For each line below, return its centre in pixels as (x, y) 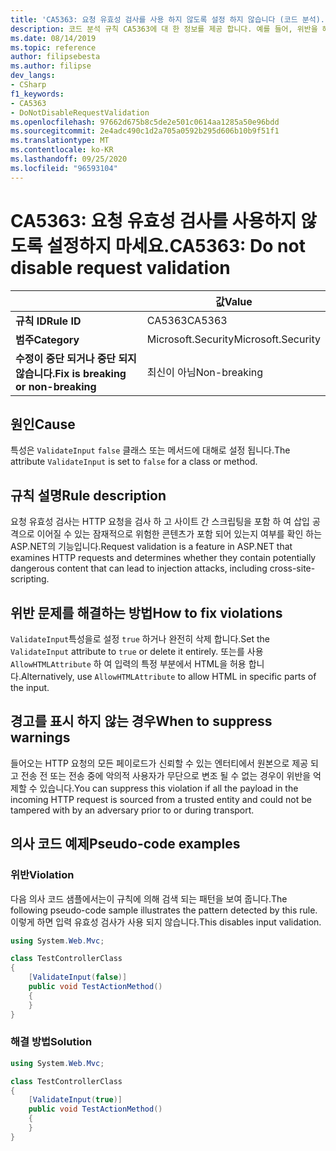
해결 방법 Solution (51, 1042)
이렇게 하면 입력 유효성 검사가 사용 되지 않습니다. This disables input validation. (166, 922)
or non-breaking (56, 386)
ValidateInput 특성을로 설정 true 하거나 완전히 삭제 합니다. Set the (140, 639)
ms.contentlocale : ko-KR (62, 150)
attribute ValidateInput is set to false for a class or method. (134, 462)
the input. (30, 687)
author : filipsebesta (55, 57)
